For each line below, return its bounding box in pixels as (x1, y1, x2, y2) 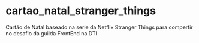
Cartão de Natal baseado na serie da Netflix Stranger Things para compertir (5, 24, 193, 31)
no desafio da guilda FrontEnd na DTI (5, 29, 97, 37)
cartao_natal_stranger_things (5, 4, 156, 18)
